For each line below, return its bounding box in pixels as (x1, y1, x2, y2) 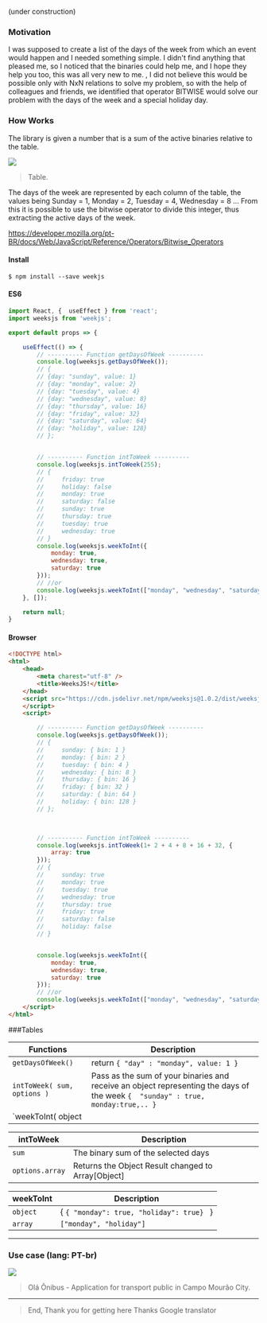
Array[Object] (72, 1169, 125, 1181)
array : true (50, 849, 91, 857)
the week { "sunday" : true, (91, 1090, 205, 1101)
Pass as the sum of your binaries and (91, 1070, 230, 1081)
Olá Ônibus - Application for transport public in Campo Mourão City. (27, 1282, 251, 1292)
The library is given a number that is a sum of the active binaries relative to (8, 133, 253, 142)
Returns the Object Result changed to (72, 1160, 213, 1171)
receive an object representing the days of (91, 1080, 250, 1091)
